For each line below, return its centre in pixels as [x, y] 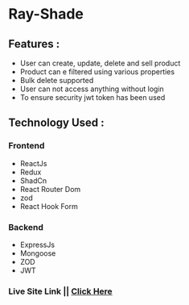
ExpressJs [37, 244]
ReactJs [33, 163]
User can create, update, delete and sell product [100, 63]
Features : [34, 44]
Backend [26, 227]
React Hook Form [49, 206]
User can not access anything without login [92, 89]
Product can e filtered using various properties [97, 72]
